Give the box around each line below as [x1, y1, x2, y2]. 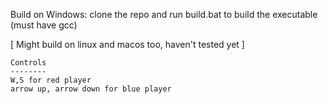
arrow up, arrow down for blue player [10, 84, 172, 94]
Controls [10, 58, 47, 68]
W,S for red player [10, 75, 92, 85]
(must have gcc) [10, 19, 78, 31]
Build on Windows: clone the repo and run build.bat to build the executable [10, 9, 318, 20]
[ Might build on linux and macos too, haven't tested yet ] [10, 39, 245, 50]
